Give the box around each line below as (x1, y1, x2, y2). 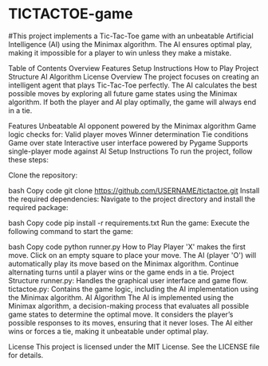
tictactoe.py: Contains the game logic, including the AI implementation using (8, 284, 259, 294)
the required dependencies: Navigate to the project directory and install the (8, 194, 256, 204)
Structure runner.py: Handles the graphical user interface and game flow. (8, 275, 249, 285)
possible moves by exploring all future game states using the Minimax (8, 88, 238, 98)
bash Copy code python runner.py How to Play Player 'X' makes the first (8, 242, 246, 251)
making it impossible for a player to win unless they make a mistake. (8, 48, 232, 57)
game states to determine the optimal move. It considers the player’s (8, 310, 234, 319)
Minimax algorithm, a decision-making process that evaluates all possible (8, 301, 250, 310)
